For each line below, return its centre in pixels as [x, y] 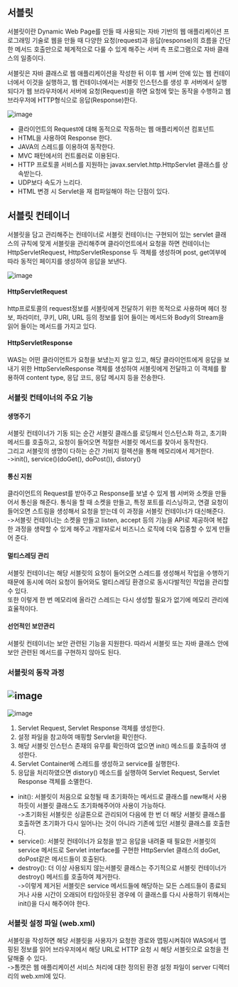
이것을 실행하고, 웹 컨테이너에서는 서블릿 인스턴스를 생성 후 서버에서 [120, 82]
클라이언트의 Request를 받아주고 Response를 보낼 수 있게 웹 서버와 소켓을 [110, 493]
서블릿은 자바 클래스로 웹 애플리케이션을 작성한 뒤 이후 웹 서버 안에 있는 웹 [109, 73]
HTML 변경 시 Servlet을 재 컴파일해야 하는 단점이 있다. [93, 191]
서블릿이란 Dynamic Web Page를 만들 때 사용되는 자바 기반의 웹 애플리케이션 [115, 31]
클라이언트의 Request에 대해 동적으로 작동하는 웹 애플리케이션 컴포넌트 [116, 129]
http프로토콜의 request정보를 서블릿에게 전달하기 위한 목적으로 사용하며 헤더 [114, 308]
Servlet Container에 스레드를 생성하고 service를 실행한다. [98, 763]
